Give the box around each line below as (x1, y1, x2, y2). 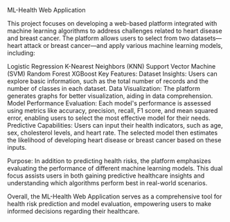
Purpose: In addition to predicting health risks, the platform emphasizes (7, 157, 211, 165)
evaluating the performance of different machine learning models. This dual (7, 164, 223, 172)
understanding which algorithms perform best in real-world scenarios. (7, 179, 208, 187)
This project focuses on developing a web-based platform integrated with (7, 19, 218, 27)
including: (7, 49, 36, 57)
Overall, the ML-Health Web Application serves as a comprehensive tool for (7, 192, 222, 200)
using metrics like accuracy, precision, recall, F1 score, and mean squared (7, 107, 218, 114)
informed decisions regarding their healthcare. (7, 207, 140, 215)
